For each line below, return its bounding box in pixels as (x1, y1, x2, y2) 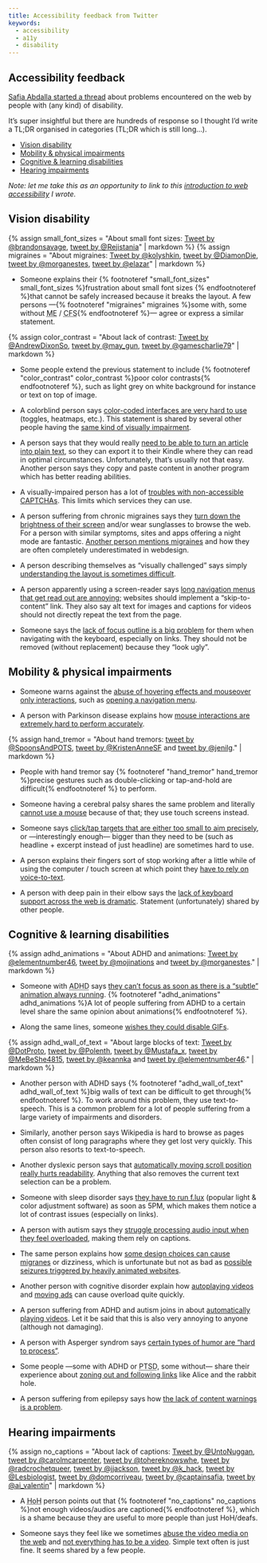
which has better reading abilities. (19, 471, 132, 481)
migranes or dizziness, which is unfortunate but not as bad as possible (19, 1258, 253, 1267)
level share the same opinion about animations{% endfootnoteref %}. (19, 1006, 248, 1017)
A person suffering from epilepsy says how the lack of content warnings (19, 1394, 257, 1404)
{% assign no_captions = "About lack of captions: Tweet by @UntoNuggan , (8, 1447, 255, 1456)
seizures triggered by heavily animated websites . (19, 1266, 182, 1276)
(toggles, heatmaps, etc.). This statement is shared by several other (19, 414, 242, 423)
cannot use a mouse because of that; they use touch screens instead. (19, 807, 249, 817)
